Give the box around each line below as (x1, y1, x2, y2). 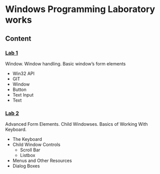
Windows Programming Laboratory (5, 4, 155, 15)
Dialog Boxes (12, 163, 40, 169)
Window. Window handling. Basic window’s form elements (5, 60, 126, 66)
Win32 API (12, 70, 35, 76)
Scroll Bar (20, 147, 41, 153)
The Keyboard (12, 136, 42, 142)
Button (12, 86, 27, 93)
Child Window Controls (12, 142, 60, 148)
